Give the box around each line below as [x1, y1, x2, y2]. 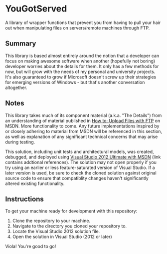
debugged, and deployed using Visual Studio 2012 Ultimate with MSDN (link [5, 153, 161, 160]
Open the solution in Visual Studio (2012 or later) [12, 233, 112, 240]
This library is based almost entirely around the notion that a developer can [5, 52, 160, 58]
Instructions [5, 194, 44, 203]
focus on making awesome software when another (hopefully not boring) [5, 58, 156, 64]
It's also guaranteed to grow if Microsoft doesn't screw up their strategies [5, 73, 157, 80]
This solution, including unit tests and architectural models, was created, [5, 148, 154, 154]
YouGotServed [5, 3, 67, 14]
